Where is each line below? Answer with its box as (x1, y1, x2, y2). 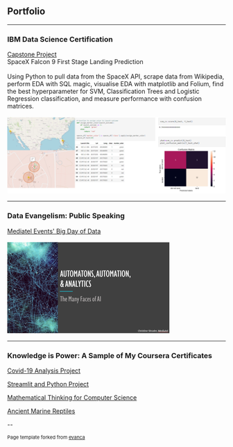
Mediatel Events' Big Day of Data (7, 227, 101, 235)
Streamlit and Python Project (7, 380, 89, 388)
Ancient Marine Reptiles (7, 407, 76, 415)
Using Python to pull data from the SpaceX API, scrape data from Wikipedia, (7, 72, 225, 81)
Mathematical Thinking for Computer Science (7, 393, 137, 402)
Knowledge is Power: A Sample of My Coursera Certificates (7, 350, 213, 360)
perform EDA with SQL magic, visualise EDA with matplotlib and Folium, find (7, 80, 224, 88)
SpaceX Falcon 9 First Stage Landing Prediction (7, 58, 144, 66)
